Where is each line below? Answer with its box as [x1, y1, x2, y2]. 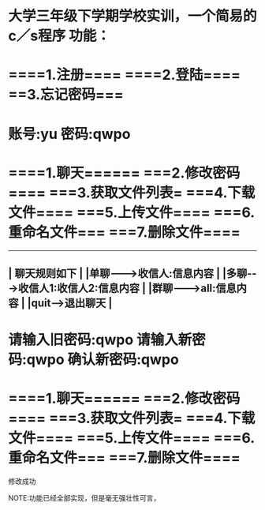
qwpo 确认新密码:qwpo [26, 351, 179, 369]
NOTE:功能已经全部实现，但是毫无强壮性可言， [8, 493, 161, 503]
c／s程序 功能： [8, 27, 110, 45]
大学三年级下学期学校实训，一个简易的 [8, 7, 258, 25]
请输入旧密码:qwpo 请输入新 [8, 331, 192, 349]
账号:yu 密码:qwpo [8, 125, 131, 143]
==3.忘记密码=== [8, 86, 124, 103]
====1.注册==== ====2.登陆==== [8, 66, 241, 84]
